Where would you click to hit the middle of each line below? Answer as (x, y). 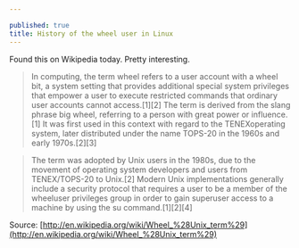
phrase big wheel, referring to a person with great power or (140, 114)
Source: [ (26, 225)
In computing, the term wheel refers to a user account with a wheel (154, 76)
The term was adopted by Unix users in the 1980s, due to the (143, 160)
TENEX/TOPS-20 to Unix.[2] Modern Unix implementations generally (157, 178)
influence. (270, 114)
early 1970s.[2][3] (64, 143)
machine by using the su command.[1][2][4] (112, 207)
